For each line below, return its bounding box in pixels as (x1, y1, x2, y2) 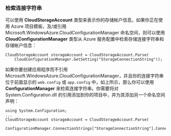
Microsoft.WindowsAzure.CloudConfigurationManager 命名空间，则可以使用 (5, 29, 165, 36)
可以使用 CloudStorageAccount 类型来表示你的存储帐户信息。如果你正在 (5, 17, 159, 23)
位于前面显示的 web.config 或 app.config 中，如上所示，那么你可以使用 (5, 79, 154, 85)
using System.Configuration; (5, 108, 67, 114)
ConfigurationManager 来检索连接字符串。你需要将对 (5, 85, 119, 92)
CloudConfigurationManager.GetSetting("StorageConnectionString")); (14, 57, 163, 62)
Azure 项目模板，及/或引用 (11, 23, 67, 29)
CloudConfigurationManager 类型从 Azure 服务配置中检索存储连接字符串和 (5, 36, 164, 42)
